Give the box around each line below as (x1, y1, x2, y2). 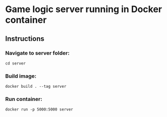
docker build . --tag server (5, 84, 67, 89)
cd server (5, 61, 26, 66)
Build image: (5, 72, 37, 79)
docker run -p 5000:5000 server (5, 107, 73, 112)
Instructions (5, 34, 44, 43)
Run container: (5, 96, 42, 103)
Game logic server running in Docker (5, 4, 162, 15)
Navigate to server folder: (5, 49, 70, 56)
